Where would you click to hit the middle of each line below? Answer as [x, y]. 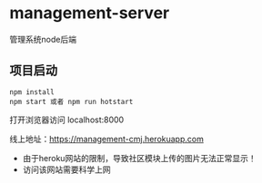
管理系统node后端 [43, 39]
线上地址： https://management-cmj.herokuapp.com [107, 139]
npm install [32, 92]
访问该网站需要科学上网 [66, 169]
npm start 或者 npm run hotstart [71, 101]
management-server [90, 13]
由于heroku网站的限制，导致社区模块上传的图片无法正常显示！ [139, 158]
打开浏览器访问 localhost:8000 [67, 120]
